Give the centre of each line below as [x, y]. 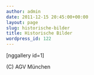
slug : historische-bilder [38, 28]
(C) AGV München [28, 67]
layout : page [22, 22]
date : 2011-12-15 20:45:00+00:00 [47, 17]
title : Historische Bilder [39, 33]
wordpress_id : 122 [29, 39]
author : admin [24, 11]
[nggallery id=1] [25, 55]
